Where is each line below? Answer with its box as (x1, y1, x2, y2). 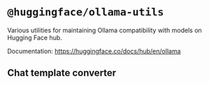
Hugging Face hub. (7, 33, 63, 42)
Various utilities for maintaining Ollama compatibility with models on (7, 26, 203, 34)
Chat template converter (7, 67, 117, 79)
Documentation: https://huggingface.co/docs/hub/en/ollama (7, 47, 181, 55)
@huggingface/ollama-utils (7, 6, 164, 19)
